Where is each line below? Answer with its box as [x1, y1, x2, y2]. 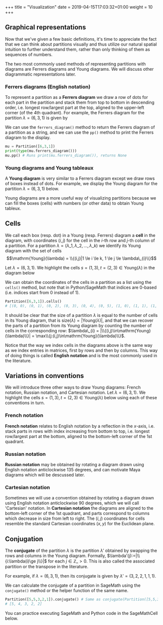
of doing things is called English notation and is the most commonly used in [5, 352, 158, 358]
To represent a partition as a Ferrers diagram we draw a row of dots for [5, 94, 148, 100]
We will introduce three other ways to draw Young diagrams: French [5, 385, 141, 391]
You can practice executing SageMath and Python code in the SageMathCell [5, 610, 158, 616]
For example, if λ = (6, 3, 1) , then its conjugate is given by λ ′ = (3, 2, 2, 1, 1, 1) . [5, 573, 157, 579]
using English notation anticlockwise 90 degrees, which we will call [5, 500, 139, 506]
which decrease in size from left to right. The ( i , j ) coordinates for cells [5, 516, 145, 521]
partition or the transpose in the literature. [5, 564, 89, 570]
